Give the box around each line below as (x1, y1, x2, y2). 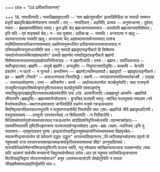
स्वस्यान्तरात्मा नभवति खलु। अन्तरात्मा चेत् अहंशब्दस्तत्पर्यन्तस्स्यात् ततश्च (5, 36, 115, 42)
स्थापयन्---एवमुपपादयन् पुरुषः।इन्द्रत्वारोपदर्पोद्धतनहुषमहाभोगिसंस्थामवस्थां (5, 129, 115, 134)
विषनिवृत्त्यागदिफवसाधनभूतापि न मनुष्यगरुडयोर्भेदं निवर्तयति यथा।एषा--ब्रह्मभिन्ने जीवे (5, 107, 129, 112)
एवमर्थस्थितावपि (5, 123, 28, 129)
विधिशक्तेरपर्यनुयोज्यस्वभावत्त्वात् (5, 117, 52, 123)
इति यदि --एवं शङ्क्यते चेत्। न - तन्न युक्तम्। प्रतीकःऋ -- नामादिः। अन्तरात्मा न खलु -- (5, 30, 140, 36)
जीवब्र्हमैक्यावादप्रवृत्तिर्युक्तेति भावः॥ (5, 161, 56, 167)
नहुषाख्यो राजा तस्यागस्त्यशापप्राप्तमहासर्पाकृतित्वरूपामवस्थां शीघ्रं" (5, 139, 102, 145)
